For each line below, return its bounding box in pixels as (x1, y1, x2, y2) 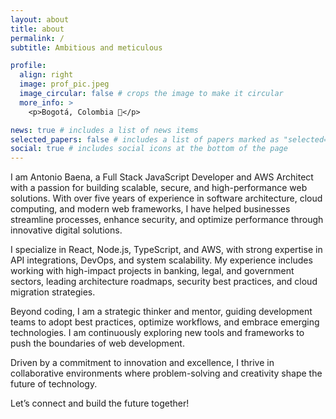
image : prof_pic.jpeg (19, 79, 110, 90)
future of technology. (10, 378, 98, 390)
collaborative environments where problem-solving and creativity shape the (10, 367, 323, 380)
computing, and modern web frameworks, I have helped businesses (10, 203, 291, 215)
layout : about (10, 14, 70, 25)
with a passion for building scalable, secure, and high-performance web (10, 182, 308, 194)
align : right (19, 70, 74, 80)
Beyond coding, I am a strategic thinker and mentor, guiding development (10, 306, 313, 318)
